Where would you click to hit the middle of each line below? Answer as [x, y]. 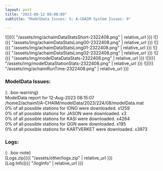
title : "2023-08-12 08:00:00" [36, 14]
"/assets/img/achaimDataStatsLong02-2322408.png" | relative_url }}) [82, 53]
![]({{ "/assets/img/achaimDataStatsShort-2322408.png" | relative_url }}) [79, 37]
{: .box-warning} [22, 92]
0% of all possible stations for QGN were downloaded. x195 [66, 124]
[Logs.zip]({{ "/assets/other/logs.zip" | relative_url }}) [59, 158]
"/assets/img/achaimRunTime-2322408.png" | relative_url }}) [67, 69]
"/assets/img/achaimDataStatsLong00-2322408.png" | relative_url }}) [82, 43]
